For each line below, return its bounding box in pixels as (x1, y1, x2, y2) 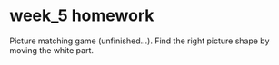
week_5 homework (9, 5, 154, 26)
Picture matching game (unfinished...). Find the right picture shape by (9, 35, 270, 46)
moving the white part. (9, 44, 94, 55)
